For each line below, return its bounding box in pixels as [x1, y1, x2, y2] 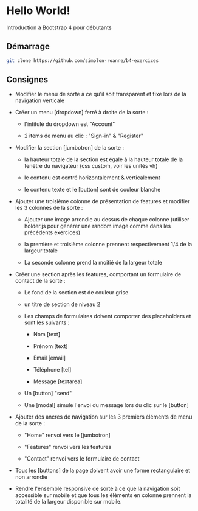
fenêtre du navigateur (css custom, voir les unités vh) [24, 162, 158, 170]
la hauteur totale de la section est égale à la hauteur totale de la [24, 156, 183, 163]
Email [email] [33, 354, 66, 362]
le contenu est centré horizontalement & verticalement [24, 174, 160, 181]
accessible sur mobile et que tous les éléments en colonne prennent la [15, 492, 192, 499]
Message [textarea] [33, 378, 83, 385]
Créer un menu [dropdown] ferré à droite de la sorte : [15, 109, 149, 116]
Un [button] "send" [24, 390, 72, 397]
